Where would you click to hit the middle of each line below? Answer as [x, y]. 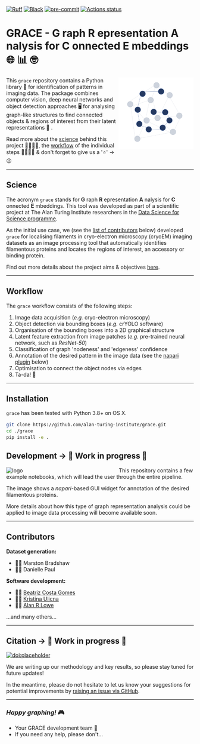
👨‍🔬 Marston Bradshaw [42, 563]
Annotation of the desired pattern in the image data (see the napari [97, 355]
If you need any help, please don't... [59, 734]
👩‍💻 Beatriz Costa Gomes [45, 592]
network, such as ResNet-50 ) [51, 343]
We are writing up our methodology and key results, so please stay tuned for [100, 667]
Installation [27, 399]
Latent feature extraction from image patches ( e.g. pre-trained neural [99, 336]
